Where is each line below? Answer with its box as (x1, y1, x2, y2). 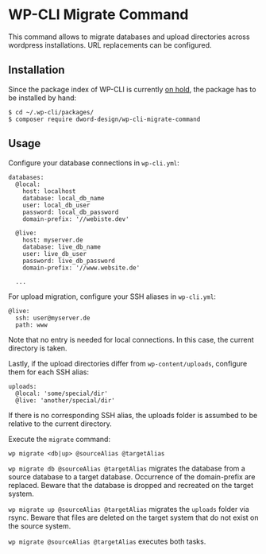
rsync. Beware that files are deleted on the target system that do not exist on (8, 513, 259, 522)
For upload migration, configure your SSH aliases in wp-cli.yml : (8, 292, 217, 301)
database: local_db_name (22, 194, 105, 202)
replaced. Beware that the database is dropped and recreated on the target (8, 480, 254, 490)
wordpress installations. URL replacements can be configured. (8, 40, 212, 49)
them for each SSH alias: (8, 367, 90, 377)
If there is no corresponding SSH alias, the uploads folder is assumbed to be (8, 410, 258, 420)
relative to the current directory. (8, 419, 113, 428)
